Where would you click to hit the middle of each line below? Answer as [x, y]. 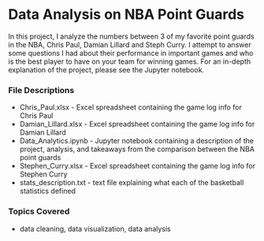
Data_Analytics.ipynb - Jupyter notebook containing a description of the [137, 141]
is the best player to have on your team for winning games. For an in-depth [130, 61]
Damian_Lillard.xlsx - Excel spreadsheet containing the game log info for [137, 124]
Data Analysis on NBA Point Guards [126, 15]
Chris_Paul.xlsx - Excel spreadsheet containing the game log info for [131, 107]
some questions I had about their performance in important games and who [131, 53]
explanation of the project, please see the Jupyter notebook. [106, 69]
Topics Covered [39, 212]
